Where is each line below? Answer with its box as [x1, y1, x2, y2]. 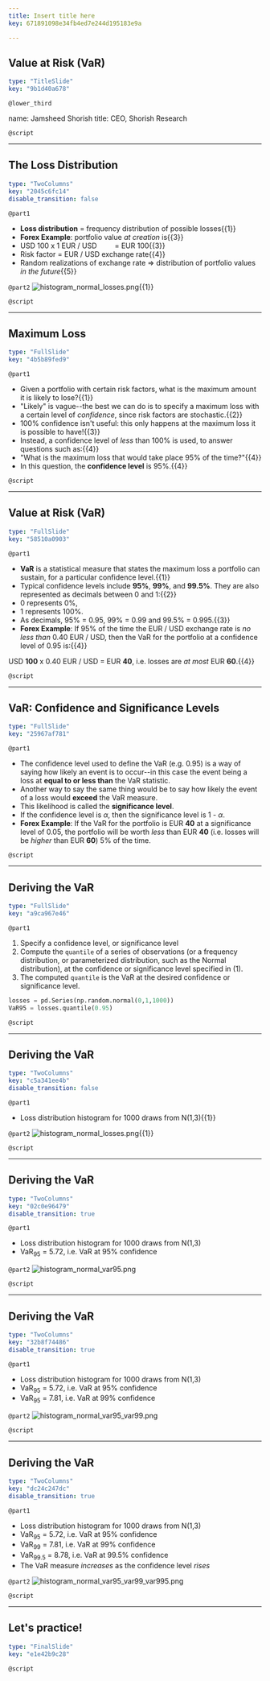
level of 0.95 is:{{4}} [19, 641, 88, 651]
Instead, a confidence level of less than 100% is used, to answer [19, 436, 233, 445]
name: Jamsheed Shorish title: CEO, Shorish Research [8, 114, 187, 123]
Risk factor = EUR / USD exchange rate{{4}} [19, 249, 166, 258]
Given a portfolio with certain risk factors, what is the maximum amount [19, 384, 257, 394]
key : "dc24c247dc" [8, 1485, 70, 1493]
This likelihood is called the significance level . [19, 802, 174, 812]
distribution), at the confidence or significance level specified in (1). [19, 964, 243, 973]
